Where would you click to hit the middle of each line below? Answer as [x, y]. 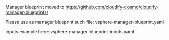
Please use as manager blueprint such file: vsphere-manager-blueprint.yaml [85, 22]
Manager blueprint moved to [35, 7]
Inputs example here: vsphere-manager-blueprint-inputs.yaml [70, 32]
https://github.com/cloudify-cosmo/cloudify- [112, 7]
